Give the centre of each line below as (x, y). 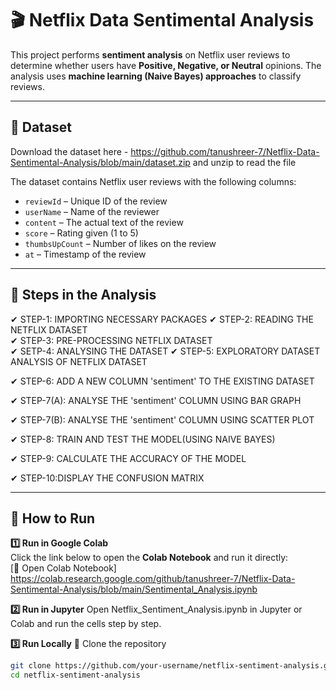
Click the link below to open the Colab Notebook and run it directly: (149, 558)
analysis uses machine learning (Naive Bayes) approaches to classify (156, 76)
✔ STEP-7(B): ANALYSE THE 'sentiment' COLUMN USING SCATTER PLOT (162, 419)
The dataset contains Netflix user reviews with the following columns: (153, 181)
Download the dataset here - (69, 151)
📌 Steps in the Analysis (83, 295)
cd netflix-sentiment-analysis (75, 675)
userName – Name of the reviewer (92, 211)
